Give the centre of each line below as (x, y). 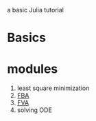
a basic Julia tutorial (35, 10)
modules (33, 69)
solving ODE (35, 110)
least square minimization (53, 88)
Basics (27, 38)
